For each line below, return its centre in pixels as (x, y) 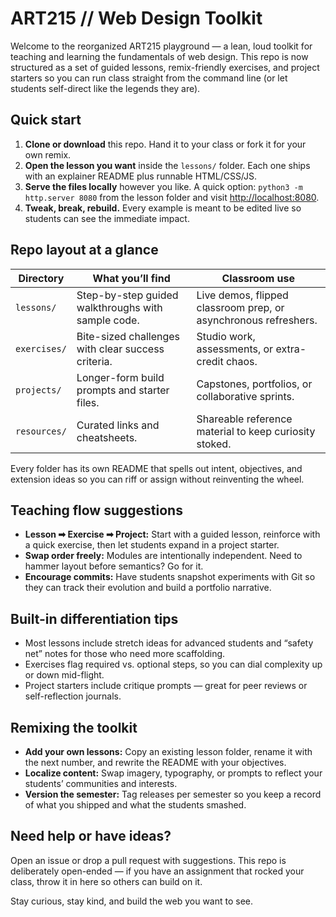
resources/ (41, 431)
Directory (41, 278)
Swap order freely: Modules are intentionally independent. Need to (163, 556)
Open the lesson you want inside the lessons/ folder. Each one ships (167, 165)
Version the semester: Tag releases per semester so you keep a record (173, 794)
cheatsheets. (107, 437)
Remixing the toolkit (74, 727)
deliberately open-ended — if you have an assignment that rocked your (157, 871)
